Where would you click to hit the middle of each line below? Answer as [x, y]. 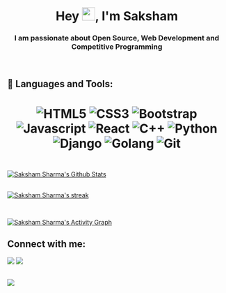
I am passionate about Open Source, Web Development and [117, 38]
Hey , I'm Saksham [117, 16]
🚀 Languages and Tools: [60, 84]
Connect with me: [47, 244]
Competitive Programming [117, 47]
